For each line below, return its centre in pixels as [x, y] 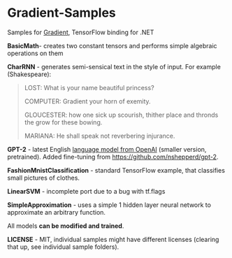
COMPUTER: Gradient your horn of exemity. [88, 101]
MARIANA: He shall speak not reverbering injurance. [100, 136]
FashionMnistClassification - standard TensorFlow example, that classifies [116, 170]
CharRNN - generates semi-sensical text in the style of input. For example [114, 66]
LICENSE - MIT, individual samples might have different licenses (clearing [113, 239]
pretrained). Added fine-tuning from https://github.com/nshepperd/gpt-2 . [113, 157]
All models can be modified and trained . [66, 226]
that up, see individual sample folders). [63, 247]
